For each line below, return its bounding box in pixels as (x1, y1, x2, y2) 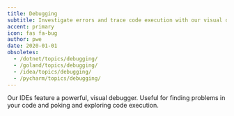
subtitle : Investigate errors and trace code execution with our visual (7, 17, 223, 24)
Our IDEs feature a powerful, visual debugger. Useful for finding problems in (7, 94, 226, 102)
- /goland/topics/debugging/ (13, 62, 98, 69)
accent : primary (7, 23, 54, 30)
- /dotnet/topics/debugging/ (13, 56, 98, 63)
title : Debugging (7, 10, 58, 17)
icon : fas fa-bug (7, 29, 58, 37)
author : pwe (7, 36, 42, 43)
